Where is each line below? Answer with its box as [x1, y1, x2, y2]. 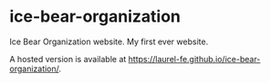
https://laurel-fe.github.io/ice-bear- [128, 53, 261, 64]
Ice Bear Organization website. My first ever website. [9, 36, 209, 47]
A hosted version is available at [9, 53, 127, 64]
